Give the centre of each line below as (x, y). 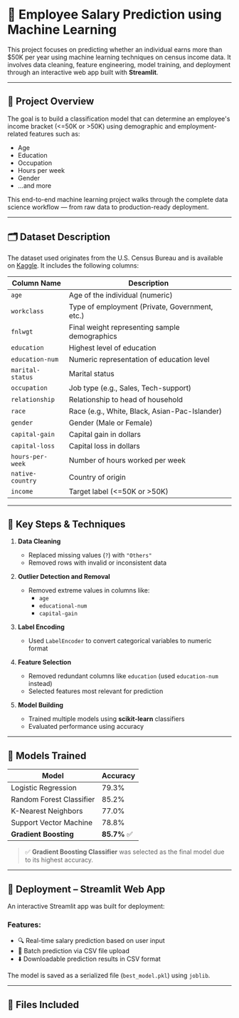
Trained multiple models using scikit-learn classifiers (106, 719)
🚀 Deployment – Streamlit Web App (86, 889)
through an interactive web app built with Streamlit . (83, 72)
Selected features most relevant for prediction (96, 691)
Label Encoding (41, 627)
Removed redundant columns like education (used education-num (123, 676)
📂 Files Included (43, 1005)
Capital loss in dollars (104, 445)
